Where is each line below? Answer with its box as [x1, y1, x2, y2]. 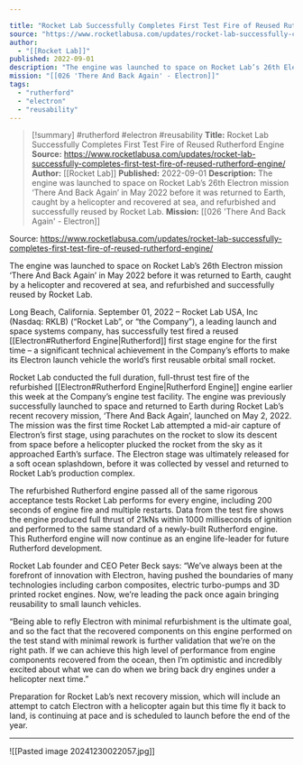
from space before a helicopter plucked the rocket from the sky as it [9, 439, 263, 450]
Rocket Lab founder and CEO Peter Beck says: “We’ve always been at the [9, 560, 282, 571]
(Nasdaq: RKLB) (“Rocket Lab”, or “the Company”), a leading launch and [9, 317, 277, 327]
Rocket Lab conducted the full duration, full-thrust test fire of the [9, 372, 250, 383]
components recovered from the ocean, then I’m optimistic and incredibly [9, 655, 282, 666]
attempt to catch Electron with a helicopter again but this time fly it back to [9, 701, 287, 712]
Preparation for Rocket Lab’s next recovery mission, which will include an [9, 691, 281, 702]
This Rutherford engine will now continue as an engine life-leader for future [9, 533, 289, 544]
